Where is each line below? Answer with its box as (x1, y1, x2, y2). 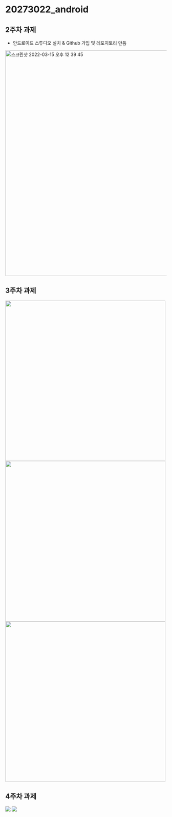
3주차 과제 (5, 286, 36, 295)
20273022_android (5, 4, 89, 15)
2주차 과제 (5, 25, 36, 34)
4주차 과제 (5, 792, 37, 801)
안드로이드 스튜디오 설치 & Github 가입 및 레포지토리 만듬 (12, 40, 127, 46)
